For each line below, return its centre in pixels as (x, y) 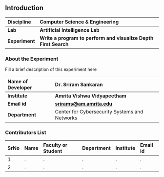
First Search (54, 44)
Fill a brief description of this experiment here (51, 69)
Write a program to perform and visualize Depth (97, 38)
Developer (20, 88)
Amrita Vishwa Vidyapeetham (91, 96)
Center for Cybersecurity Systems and (99, 112)
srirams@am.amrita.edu (83, 104)
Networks (66, 118)
